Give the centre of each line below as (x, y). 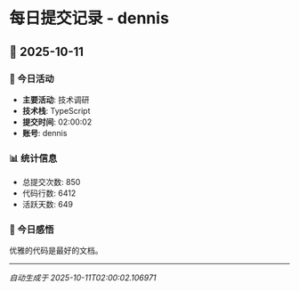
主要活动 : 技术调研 (56, 100)
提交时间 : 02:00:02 (57, 122)
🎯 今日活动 (32, 78)
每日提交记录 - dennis (89, 18)
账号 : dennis (44, 133)
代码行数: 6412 (49, 193)
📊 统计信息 (33, 158)
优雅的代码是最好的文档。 (56, 251)
